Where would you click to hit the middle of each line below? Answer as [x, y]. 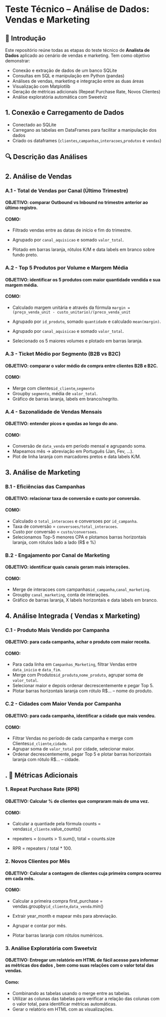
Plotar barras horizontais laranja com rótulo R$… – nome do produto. [83, 691]
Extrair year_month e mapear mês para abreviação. [65, 916]
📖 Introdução [26, 38]
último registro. [22, 208]
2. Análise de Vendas [39, 176]
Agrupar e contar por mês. [40, 925]
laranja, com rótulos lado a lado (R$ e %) [54, 542]
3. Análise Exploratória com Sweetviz [51, 948]
